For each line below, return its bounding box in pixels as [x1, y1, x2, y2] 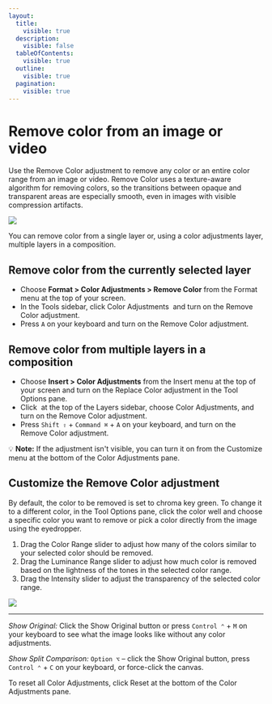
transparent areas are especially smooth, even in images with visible [8, 192, 236, 201]
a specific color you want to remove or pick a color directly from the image [8, 515, 257, 524]
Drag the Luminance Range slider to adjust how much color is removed [19, 556, 257, 566]
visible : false [23, 42, 74, 50]
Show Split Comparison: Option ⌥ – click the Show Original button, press [8, 653, 250, 664]
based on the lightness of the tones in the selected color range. [19, 565, 232, 575]
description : [15, 34, 60, 43]
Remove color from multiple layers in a [8, 342, 206, 356]
